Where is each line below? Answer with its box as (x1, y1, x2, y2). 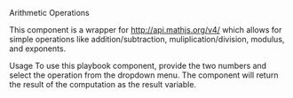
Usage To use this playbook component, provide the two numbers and (9, 61, 267, 71)
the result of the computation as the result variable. (9, 79, 197, 89)
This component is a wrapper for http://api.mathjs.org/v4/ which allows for (9, 25, 282, 34)
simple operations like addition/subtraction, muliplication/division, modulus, (9, 34, 285, 44)
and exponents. (9, 43, 67, 54)
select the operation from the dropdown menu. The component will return (9, 70, 279, 80)
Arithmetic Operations (9, 8, 91, 18)
